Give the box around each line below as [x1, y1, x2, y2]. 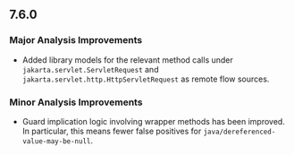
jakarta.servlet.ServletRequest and [21, 64, 159, 74]
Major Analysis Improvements [9, 34, 143, 47]
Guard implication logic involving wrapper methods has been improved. [21, 116, 286, 126]
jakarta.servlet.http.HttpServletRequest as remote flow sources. [21, 73, 270, 84]
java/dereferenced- [203, 127, 276, 136]
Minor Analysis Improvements [9, 96, 143, 108]
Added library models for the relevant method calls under [21, 54, 234, 65]
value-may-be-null [21, 136, 91, 146]
